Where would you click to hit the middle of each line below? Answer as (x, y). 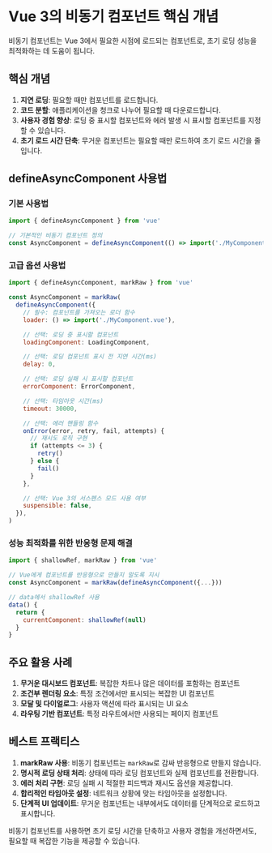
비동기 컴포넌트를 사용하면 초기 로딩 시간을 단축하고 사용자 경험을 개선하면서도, (133, 830)
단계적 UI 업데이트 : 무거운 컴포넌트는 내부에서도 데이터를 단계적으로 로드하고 (140, 803)
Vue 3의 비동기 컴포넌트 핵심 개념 (114, 17)
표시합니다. (38, 813)
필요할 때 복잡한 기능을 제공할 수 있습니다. (74, 841)
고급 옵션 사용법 (37, 265)
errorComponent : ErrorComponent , (79, 387)
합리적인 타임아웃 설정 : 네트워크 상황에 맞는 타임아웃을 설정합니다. (123, 793)
